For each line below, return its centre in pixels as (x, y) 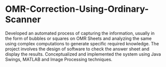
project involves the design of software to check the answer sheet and (77, 49)
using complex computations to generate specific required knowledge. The (82, 43)
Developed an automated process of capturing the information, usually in (80, 33)
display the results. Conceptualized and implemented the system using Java (83, 54)
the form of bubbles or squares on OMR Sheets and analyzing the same (79, 38)
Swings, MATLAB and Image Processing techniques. (59, 59)
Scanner (23, 19)
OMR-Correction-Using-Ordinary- (77, 9)
